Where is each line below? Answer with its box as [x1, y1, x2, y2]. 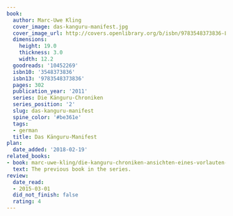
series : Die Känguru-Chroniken [13, 95, 104, 102]
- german [13, 127, 38, 134]
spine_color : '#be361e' [13, 114, 81, 121]
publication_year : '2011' [13, 88, 88, 95]
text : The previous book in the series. [13, 165, 131, 173]
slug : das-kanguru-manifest [13, 107, 95, 114]
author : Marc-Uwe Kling [13, 17, 81, 24]
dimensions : [13, 36, 48, 43]
